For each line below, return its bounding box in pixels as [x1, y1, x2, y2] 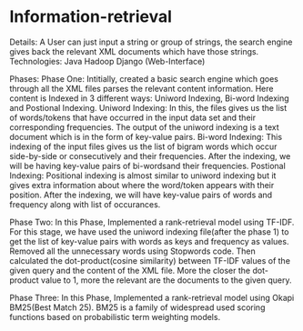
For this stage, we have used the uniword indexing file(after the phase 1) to [9, 226, 289, 237]
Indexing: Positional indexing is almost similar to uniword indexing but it [9, 170, 277, 181]
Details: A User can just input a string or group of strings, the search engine [9, 36, 293, 47]
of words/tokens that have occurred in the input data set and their [9, 112, 257, 123]
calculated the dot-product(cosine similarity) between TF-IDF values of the [9, 255, 291, 266]
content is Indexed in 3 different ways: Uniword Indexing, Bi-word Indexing [9, 93, 289, 104]
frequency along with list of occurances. [9, 198, 161, 210]
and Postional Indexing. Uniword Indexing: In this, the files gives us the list [9, 102, 288, 113]
